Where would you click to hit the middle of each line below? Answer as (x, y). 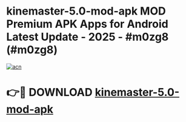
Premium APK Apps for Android (87, 24)
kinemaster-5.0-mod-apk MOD (86, 11)
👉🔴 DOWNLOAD (49, 93)
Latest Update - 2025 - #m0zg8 (88, 37)
